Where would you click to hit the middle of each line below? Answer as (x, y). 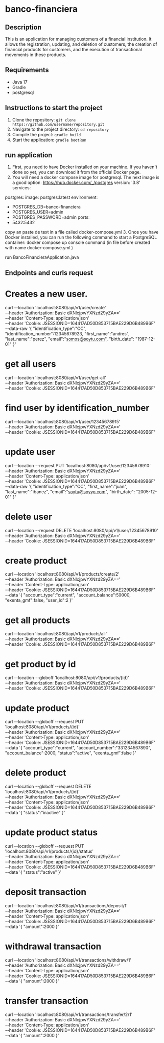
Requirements (27, 70)
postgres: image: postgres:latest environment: (51, 197)
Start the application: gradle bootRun (49, 140)
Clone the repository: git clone (44, 119)
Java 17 (20, 82)
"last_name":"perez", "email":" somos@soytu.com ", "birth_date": (70, 339)
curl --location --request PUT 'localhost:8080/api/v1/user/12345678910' (78, 465)
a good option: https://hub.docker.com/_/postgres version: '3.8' (76, 182)
